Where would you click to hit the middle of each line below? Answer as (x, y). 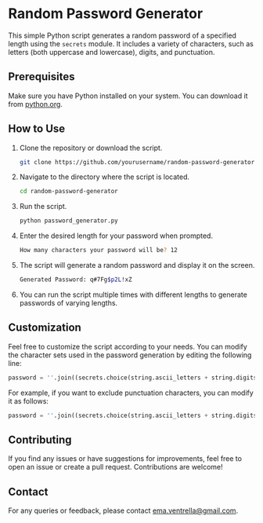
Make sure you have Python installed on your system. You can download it (128, 96)
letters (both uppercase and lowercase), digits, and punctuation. (112, 52)
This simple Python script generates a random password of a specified (122, 35)
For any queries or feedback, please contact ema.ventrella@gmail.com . (123, 510)
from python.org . (35, 104)
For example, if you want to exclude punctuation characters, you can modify (131, 393)
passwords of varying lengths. (68, 302)
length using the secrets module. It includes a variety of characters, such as (131, 43)
